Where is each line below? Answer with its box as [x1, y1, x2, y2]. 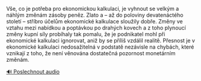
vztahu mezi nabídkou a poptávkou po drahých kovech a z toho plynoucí [6, 24, 187, 31]
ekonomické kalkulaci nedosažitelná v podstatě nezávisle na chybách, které [6, 43, 194, 50]
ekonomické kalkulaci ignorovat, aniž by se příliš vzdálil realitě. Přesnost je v [6, 37, 196, 44]
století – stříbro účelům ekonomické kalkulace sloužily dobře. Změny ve [6, 18, 184, 25]
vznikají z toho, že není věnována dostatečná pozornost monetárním [6, 50, 176, 56]
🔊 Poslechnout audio [6, 68, 60, 75]
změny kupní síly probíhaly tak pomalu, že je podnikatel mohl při [6, 31, 165, 38]
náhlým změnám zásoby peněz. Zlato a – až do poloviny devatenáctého [6, 11, 184, 19]
